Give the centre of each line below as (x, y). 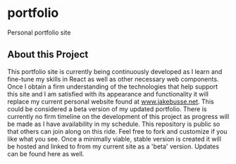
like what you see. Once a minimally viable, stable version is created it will (114, 139)
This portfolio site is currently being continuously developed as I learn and (115, 71)
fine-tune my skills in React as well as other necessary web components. (113, 79)
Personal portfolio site (39, 32)
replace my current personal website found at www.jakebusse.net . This (111, 101)
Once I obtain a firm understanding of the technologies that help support (113, 87)
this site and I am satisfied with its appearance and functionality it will (108, 94)
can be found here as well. (46, 153)
